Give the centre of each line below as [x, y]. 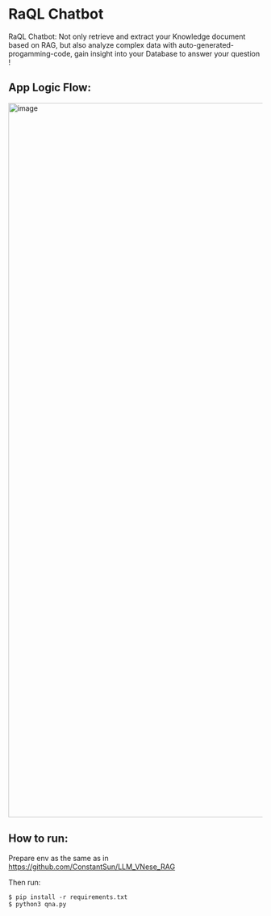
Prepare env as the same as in [58, 858]
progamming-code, [40, 53]
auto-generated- [206, 44]
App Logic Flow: [50, 88]
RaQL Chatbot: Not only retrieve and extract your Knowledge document [127, 36]
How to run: [38, 839]
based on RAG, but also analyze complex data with [93, 44]
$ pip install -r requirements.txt [68, 897]
